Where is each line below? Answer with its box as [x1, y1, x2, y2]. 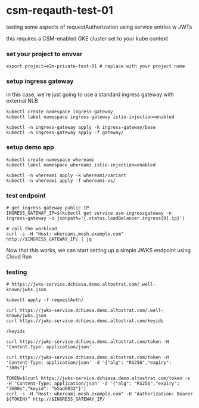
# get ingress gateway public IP [6, 205, 89, 211]
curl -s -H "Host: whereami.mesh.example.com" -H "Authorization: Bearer [6, 391, 194, 397]
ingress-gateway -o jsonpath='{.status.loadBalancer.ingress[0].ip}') [6, 215, 185, 221]
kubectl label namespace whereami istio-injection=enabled [6, 162, 156, 168]
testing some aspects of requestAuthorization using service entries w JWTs [6, 23, 192, 30]
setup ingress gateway [6, 77, 74, 85]
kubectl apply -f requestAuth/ [6, 297, 84, 303]
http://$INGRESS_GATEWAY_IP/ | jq [6, 236, 92, 242]
